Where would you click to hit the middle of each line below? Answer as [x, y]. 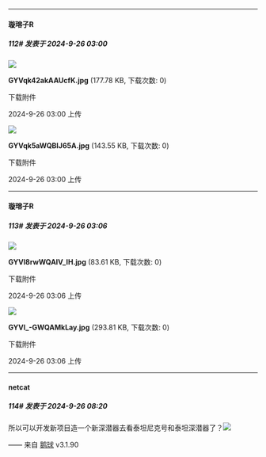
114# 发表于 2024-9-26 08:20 [58, 406]
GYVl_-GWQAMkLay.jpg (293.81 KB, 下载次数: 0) [89, 328]
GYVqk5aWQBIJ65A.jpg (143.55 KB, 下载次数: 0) [89, 145]
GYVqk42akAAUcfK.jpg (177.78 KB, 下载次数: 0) [87, 80]
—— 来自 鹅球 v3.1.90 [44, 444]
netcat [19, 387]
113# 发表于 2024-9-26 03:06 [58, 226]
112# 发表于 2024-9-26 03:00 [58, 44]
